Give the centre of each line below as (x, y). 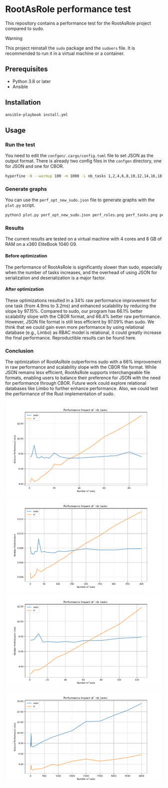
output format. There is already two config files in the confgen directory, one (83, 161)
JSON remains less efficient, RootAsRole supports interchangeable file (78, 373)
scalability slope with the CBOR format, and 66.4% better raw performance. (83, 316)
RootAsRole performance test (68, 9)
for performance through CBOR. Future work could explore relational (76, 383)
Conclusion (19, 351)
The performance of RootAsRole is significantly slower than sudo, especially (84, 267)
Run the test (20, 144)
